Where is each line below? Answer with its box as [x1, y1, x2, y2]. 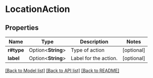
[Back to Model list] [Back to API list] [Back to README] [5, 67, 120, 73]
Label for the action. [70, 55, 118, 61]
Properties [5, 23, 39, 32]
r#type [7, 46, 24, 53]
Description [80, 38, 109, 45]
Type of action [70, 46, 105, 53]
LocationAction [5, 3, 70, 15]
